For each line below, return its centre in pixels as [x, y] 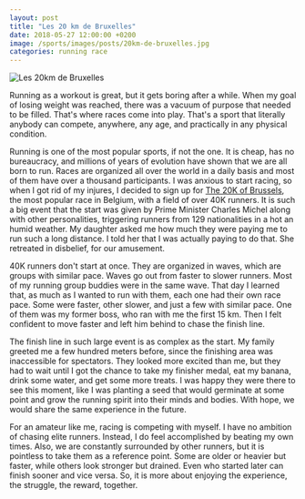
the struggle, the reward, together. [74, 485]
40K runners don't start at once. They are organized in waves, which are [146, 266]
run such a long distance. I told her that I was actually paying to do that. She [152, 239]
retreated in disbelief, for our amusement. [87, 249]
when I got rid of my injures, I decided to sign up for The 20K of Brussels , [147, 190]
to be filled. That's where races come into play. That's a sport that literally [147, 115]
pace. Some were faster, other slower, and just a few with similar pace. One [151, 305]
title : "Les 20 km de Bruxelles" [73, 26]
